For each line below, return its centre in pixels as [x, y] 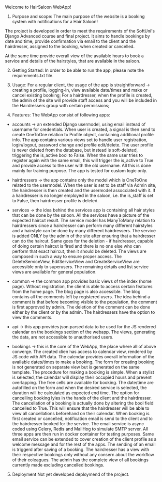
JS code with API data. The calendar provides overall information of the [83, 357]
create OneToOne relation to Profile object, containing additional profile [83, 135]
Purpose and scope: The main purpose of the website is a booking [78, 16]
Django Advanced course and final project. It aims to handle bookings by [78, 36]
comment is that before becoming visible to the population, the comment [84, 302]
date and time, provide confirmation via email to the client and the [71, 41]
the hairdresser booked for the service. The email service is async [78, 424]
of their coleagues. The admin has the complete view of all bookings [80, 460]
